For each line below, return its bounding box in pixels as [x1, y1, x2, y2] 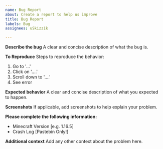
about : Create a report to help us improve [5, 12, 98, 17]
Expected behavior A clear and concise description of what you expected [5, 89, 158, 95]
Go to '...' [12, 63, 31, 69]
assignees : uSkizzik [5, 26, 49, 31]
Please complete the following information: [5, 113, 97, 120]
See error [12, 79, 33, 85]
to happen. [5, 94, 28, 100]
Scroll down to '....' [12, 74, 51, 80]
